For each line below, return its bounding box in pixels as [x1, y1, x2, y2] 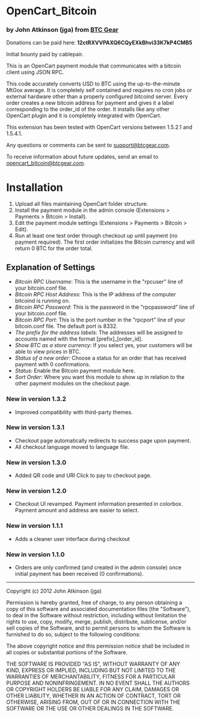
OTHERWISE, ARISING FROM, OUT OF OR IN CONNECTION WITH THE [6, 698, 181, 706]
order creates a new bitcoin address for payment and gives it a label [6, 99, 174, 107]
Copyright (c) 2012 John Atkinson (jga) [6, 588, 102, 595]
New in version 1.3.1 [6, 423, 65, 432]
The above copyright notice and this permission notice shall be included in [6, 642, 190, 650]
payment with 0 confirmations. [14, 361, 91, 368]
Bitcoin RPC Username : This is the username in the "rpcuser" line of [14, 278, 184, 285]
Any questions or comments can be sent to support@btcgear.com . [6, 142, 170, 149]
